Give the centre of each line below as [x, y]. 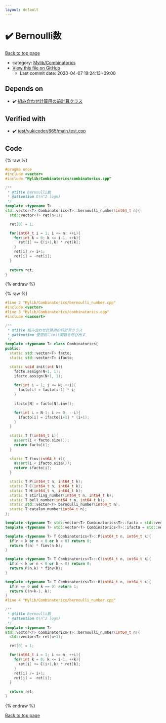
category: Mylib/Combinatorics [44, 62]
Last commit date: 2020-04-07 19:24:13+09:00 [68, 73]
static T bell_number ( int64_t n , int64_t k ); [57, 500]
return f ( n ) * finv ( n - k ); [36, 545]
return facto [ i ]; [32, 445]
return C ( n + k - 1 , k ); [31, 591]
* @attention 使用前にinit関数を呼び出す [46, 335]
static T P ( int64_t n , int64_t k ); [46, 482]
